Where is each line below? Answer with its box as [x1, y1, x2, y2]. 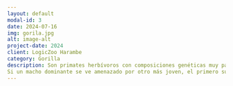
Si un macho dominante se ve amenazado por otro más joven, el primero [7, 68, 218, 75]
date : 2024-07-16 [7, 23, 58, 30]
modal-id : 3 [7, 17, 42, 24]
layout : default [7, 10, 54, 17]
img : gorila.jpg [7, 29, 54, 37]
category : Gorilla [7, 55, 60, 62]
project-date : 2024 [7, 42, 64, 49]
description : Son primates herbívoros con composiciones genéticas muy [7, 62, 218, 69]
